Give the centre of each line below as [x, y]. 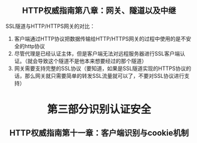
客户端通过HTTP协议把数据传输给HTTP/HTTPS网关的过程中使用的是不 [100, 39]
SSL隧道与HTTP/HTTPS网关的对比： [50, 26]
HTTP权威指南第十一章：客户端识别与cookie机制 [99, 133]
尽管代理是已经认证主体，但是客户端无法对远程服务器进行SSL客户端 [97, 53]
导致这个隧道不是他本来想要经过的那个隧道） [92, 61]
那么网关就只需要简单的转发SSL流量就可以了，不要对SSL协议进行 [104, 75]
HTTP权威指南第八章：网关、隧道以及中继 [99, 11]
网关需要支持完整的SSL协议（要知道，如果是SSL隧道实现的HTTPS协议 [100, 68]
